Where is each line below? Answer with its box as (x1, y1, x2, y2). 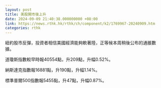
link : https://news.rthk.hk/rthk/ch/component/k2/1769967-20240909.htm (5, 21, 155, 26)
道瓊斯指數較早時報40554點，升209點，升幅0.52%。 (5, 56, 113, 62)
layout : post (5, 7, 32, 12)
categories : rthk (5, 26, 41, 31)
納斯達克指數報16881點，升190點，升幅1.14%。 (5, 67, 100, 73)
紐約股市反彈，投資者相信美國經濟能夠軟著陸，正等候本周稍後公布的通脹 (5, 40, 152, 46)
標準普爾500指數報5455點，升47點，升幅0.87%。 (5, 78, 107, 84)
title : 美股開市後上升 (5, 12, 47, 17)
